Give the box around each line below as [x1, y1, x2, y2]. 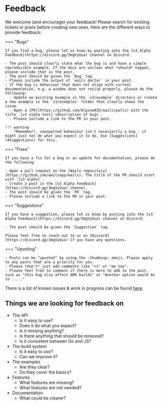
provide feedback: [5, 29, 42, 35]
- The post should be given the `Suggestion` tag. [5, 224, 110, 229]
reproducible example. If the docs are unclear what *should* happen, [5, 65, 151, 70]
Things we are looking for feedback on [5, 299, 124, 308]
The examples [12, 359, 41, 365]
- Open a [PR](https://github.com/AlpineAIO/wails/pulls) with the [9, 108, 149, 112]
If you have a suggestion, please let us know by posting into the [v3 [5, 212, 153, 217]
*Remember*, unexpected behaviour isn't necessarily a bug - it [14, 129, 146, 134]
